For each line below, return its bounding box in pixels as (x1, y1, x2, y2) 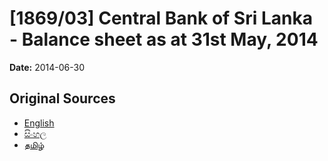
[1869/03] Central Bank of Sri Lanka (9, 7, 313, 30)
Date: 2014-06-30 (9, 61, 86, 73)
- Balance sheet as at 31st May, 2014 (9, 28, 319, 51)
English (23, 117, 55, 129)
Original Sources (9, 90, 116, 107)
